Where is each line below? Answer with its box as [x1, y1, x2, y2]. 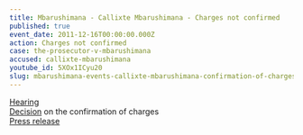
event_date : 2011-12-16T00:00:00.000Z [9, 30, 155, 39]
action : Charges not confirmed [9, 38, 127, 48]
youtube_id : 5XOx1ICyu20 [9, 64, 103, 73]
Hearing [9, 96, 40, 107]
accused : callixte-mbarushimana [9, 55, 131, 64]
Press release [9, 115, 60, 126]
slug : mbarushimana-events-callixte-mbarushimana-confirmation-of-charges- [9, 72, 300, 81]
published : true [9, 22, 70, 31]
